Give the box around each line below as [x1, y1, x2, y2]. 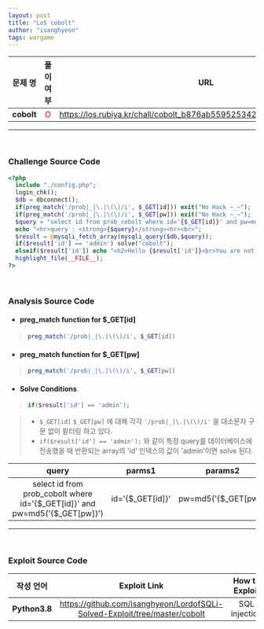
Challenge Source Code [8, 156, 101, 167]
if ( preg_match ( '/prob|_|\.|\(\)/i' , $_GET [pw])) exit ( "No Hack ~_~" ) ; [15, 210, 251, 219]
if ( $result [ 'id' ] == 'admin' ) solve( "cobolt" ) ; [15, 240, 174, 248]
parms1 [126, 465, 156, 476]
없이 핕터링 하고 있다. [47, 426, 113, 436]
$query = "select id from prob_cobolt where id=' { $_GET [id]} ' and [15, 218, 237, 226]
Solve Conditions [19, 384, 77, 393]
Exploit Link [119, 580, 164, 591]
